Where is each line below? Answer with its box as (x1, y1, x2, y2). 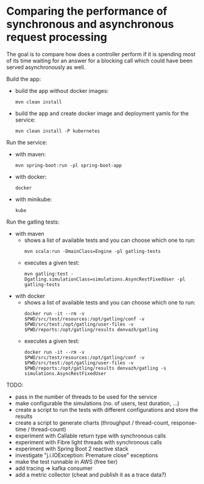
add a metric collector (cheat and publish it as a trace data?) (15, 471, 166, 478)
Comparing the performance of (6, 4, 167, 18)
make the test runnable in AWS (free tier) (15, 458, 118, 465)
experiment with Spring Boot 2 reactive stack (15, 445, 129, 452)
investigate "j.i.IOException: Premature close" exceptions (15, 451, 158, 459)
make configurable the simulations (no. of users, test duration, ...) (15, 399, 180, 407)
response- (171, 419, 197, 426)
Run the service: (6, 139, 47, 146)
